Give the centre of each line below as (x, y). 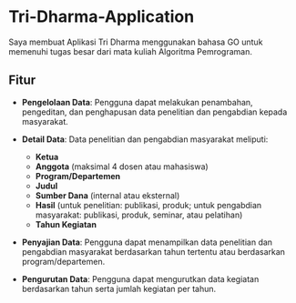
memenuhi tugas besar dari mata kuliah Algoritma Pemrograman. (130, 51)
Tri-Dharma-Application (102, 17)
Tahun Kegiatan (66, 224)
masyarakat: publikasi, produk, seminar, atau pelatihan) (139, 215)
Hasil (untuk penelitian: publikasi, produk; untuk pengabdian (148, 205)
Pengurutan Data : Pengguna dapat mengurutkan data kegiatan (140, 278)
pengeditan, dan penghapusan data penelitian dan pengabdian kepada (154, 112)
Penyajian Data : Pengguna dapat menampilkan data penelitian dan (147, 242)
